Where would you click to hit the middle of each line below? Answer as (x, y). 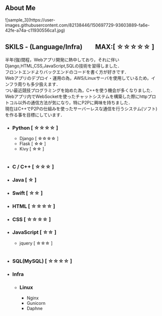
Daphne (35, 308)
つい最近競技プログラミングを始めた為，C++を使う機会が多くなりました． (80, 90)
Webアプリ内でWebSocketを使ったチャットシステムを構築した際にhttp (76, 96)
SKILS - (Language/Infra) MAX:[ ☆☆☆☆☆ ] (80, 47)
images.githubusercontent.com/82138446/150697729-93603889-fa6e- (77, 25)
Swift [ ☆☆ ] (27, 193)
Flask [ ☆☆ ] (33, 144)
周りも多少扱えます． (39, 84)
